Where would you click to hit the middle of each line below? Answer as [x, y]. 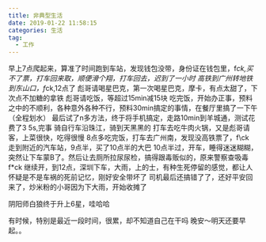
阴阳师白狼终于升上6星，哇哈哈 [59, 204]
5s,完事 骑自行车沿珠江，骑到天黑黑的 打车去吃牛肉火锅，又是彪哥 [136, 128]
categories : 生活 [36, 30]
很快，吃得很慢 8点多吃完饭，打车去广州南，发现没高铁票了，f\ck [142, 138]
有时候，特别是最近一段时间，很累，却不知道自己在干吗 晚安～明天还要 [123, 221]
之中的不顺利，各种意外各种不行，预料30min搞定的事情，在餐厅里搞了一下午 [133, 108]
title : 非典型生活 [36, 15]
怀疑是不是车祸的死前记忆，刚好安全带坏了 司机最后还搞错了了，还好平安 [127, 177]
